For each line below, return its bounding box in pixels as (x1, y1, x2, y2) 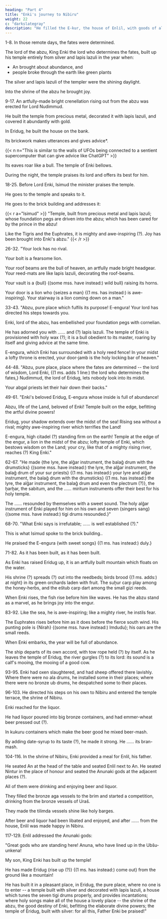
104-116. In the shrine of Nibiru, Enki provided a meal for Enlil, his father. (5, 754, 153, 760)
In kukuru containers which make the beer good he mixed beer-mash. (5, 729, 148, 735)
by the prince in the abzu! (5, 221, 58, 227)
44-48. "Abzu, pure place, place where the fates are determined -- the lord (5, 364, 159, 370)
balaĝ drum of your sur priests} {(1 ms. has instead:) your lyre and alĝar (5, 470, 152, 476)
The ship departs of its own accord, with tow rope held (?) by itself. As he (5, 649, 155, 655)
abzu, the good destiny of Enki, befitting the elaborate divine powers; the (5, 903, 155, 909)
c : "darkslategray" (5, 21, 46, 26)
